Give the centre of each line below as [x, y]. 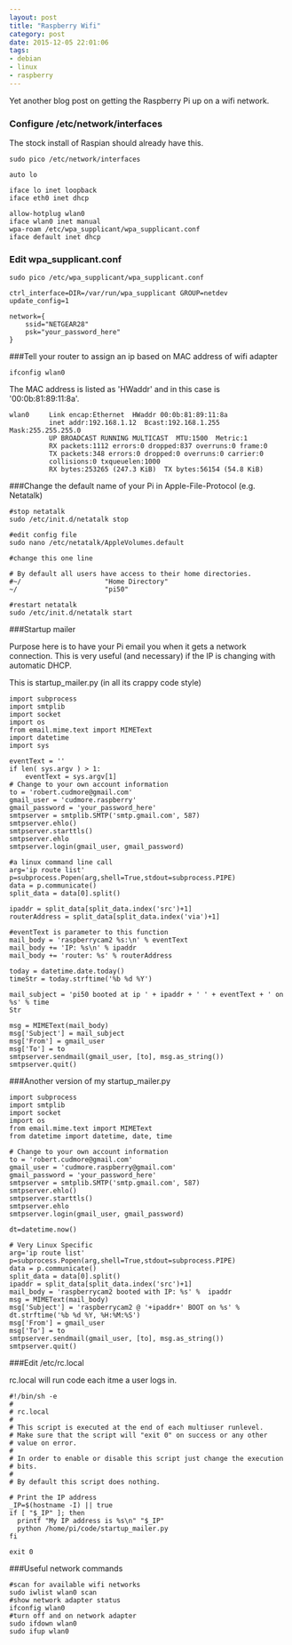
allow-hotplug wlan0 [47, 214]
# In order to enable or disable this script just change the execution [146, 1459]
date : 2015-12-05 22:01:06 [59, 42]
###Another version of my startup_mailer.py [90, 1081]
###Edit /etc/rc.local [47, 1363]
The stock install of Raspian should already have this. [107, 143]
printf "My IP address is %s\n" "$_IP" [91, 1521]
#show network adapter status [65, 1601]
